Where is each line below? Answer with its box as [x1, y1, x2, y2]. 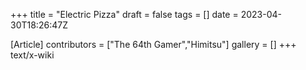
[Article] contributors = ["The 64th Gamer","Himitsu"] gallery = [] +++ [10, 39, 297, 50]
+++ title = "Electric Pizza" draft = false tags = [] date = [10, 9, 239, 20]
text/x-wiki [10, 49, 55, 61]
